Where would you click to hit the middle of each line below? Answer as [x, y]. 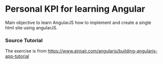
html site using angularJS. [31, 27]
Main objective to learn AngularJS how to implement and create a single [78, 22]
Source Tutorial [24, 40]
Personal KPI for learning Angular [75, 9]
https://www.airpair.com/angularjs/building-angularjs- [103, 51]
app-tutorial [17, 56]
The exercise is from [26, 51]
